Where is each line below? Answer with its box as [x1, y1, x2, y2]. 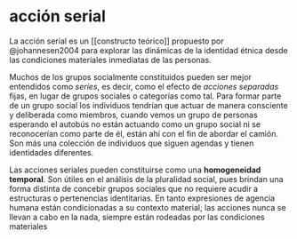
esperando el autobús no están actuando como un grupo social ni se [9, 118, 261, 130]
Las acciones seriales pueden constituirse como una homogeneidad [9, 164, 261, 175]
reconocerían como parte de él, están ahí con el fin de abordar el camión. [9, 128, 278, 139]
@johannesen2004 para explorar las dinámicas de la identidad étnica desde [9, 44, 289, 55]
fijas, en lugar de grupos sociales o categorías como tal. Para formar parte [9, 91, 282, 101]
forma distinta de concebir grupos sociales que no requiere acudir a [9, 183, 259, 194]
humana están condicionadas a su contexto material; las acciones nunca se [9, 202, 286, 212]
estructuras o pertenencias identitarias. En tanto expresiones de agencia [9, 193, 276, 203]
